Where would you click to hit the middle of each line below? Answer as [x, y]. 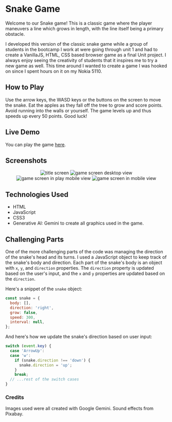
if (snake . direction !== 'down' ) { [53, 360]
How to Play [25, 87]
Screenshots [26, 160]
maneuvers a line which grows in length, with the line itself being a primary [84, 28]
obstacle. [15, 34]
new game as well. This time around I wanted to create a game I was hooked [86, 66]
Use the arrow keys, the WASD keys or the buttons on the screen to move [83, 99]
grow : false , [24, 313]
